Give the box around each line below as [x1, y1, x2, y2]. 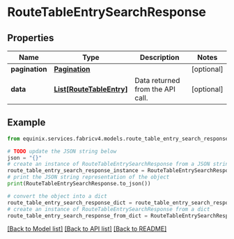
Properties [7, 32, 54, 44]
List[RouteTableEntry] [54, 84, 128, 94]
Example [7, 116, 46, 129]
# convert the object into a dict [7, 192, 108, 199]
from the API [134, 84, 176, 94]
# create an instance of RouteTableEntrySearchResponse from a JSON [7, 161, 210, 168]
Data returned [134, 76, 180, 85]
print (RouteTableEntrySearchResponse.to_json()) [7, 180, 151, 187]
